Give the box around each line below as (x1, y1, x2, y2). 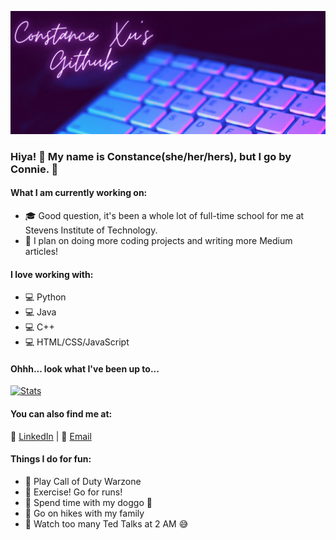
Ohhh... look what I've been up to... (10, 362, 160, 375)
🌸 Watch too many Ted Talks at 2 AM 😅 (24, 517, 189, 530)
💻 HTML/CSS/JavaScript (24, 336, 130, 348)
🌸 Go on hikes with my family (24, 507, 145, 519)
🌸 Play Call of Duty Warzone (24, 475, 142, 487)
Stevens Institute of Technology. (24, 224, 158, 236)
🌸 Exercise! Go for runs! (24, 486, 123, 498)
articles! (24, 246, 59, 257)
